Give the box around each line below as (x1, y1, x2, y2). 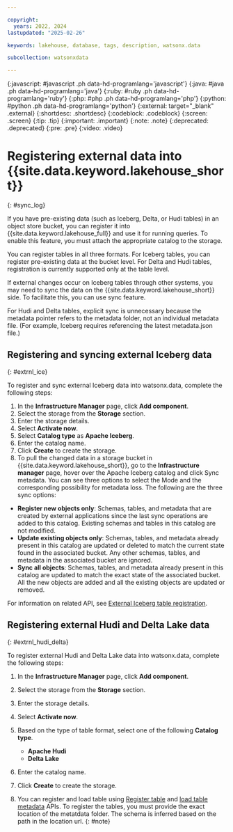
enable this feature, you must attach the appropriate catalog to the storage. (7, 237, 223, 245)
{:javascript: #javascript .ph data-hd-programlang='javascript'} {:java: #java (7, 79, 225, 88)
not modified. (17, 526, 56, 535)
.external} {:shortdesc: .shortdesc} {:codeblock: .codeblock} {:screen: (7, 109, 208, 118)
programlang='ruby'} (7, 95, 67, 103)
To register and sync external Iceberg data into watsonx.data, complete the (7, 381, 223, 389)
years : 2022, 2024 (13, 22, 67, 30)
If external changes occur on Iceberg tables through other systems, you (7, 278, 214, 287)
